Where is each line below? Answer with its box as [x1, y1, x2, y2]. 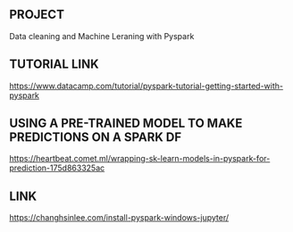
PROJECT [9, 7, 65, 22]
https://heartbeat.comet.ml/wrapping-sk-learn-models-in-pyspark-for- [9, 153, 271, 164]
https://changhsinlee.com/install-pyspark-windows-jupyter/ [9, 212, 230, 223]
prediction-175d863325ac [9, 162, 105, 173]
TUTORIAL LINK [9, 57, 100, 72]
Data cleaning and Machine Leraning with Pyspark [9, 30, 195, 41]
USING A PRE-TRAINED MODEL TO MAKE [9, 116, 243, 131]
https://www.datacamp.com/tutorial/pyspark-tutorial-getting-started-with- [9, 80, 284, 91]
